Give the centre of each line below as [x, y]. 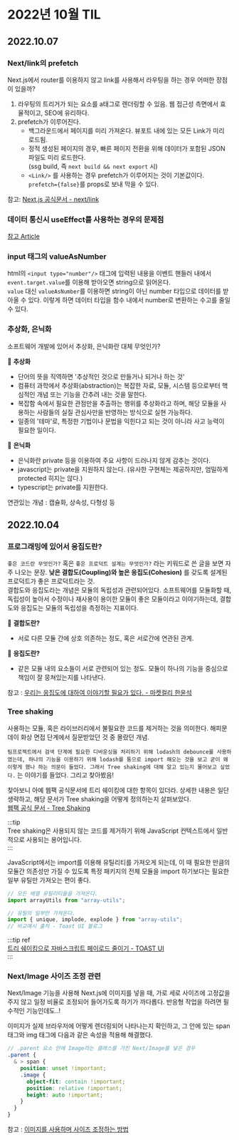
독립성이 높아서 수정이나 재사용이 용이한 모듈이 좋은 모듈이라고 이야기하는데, [113, 599]
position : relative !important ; [74, 1088]
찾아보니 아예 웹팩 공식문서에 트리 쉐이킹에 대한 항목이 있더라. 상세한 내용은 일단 [118, 790]
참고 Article [24, 237]
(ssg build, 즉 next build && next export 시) [93, 166]
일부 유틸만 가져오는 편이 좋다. [49, 880]
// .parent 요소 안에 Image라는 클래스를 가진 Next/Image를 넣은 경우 [101, 1049]
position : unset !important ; [63, 1069]
